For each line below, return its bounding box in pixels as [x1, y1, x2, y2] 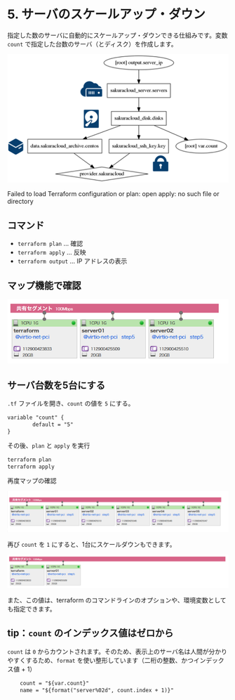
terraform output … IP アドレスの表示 [17, 257, 128, 266]
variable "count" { [7, 414, 65, 422]
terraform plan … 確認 [17, 240, 83, 248]
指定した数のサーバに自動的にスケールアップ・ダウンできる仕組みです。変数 [7, 31, 228, 39]
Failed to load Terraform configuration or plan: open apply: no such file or [7, 190, 220, 198]
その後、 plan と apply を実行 [7, 441, 90, 450]
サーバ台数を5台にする [7, 379, 106, 391]
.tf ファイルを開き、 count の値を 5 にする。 [7, 399, 135, 408]
